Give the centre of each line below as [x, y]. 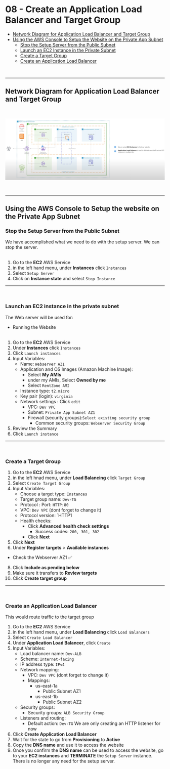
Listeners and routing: [43, 718]
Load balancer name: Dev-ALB [51, 654]
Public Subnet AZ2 [62, 702]
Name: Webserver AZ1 [42, 364]
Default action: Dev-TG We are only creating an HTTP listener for [94, 723]
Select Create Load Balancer [42, 637]
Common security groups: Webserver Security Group [90, 423]
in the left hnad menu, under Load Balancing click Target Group [79, 478]
